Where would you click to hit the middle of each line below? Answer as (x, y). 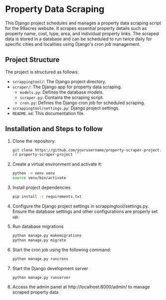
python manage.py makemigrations (47, 235)
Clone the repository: (34, 141)
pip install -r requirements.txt (47, 197)
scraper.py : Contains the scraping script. (62, 97)
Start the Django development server (50, 268)
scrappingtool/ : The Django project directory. (59, 81)
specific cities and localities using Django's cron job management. (73, 44)
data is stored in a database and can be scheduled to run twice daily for (79, 39)
